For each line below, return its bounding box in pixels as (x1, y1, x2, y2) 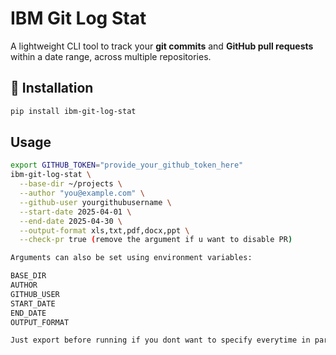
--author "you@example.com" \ (19, 188, 145, 199)
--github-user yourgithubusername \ (19, 197, 172, 207)
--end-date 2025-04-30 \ (19, 216, 123, 226)
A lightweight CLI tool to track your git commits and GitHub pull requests (10, 40, 314, 52)
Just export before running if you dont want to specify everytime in (10, 335, 311, 346)
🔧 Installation (10, 80, 94, 97)
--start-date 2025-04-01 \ (19, 207, 132, 217)
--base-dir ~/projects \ (19, 179, 123, 189)
